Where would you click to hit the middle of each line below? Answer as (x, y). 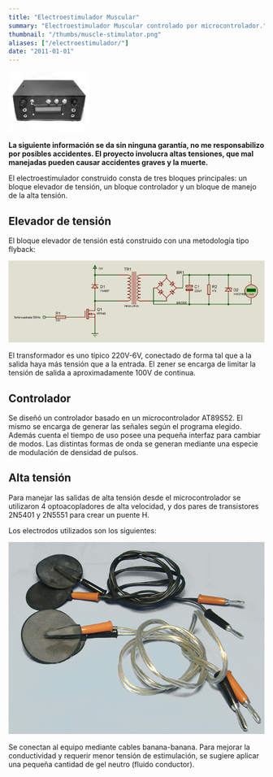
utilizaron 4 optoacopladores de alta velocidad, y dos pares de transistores (134, 506)
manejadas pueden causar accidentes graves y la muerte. (108, 163)
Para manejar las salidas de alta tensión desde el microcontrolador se (125, 497)
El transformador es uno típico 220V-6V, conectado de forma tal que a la (130, 356)
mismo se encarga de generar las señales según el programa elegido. (125, 427)
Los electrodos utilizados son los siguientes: (82, 530)
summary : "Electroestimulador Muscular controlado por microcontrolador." (138, 26)
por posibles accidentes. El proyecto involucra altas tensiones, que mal (131, 154)
